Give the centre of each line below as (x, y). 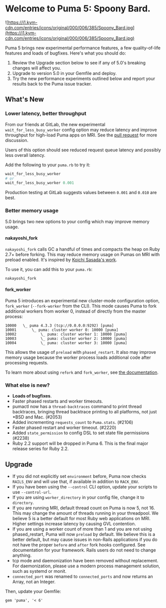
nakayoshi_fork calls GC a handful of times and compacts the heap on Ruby (83, 249)
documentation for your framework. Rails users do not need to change (84, 550)
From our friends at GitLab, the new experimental (55, 124)
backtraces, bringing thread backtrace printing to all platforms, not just (84, 412)
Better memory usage (32, 210)
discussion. (17, 140)
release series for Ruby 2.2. (40, 449)
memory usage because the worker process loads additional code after (78, 357)
